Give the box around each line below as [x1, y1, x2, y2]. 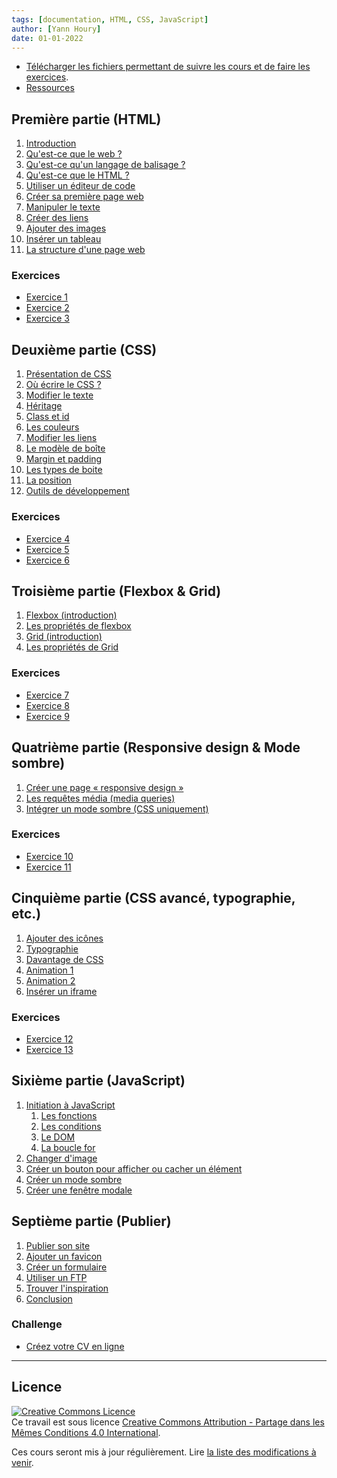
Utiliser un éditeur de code [25, 180, 136, 192]
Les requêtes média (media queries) [25, 792, 176, 804]
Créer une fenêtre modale [25, 1184, 133, 1196]
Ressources [25, 82, 75, 94]
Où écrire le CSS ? [25, 379, 102, 391]
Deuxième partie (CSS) [11, 341, 158, 358]
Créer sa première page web [25, 191, 144, 203]
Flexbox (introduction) [25, 609, 118, 621]
